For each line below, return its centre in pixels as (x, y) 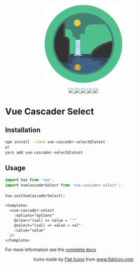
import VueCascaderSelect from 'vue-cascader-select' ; (63, 185)
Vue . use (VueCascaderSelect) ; (35, 196)
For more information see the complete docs (51, 250)
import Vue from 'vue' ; (30, 180)
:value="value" (30, 230)
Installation (23, 130)
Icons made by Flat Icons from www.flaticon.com (83, 259)
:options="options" (34, 215)
